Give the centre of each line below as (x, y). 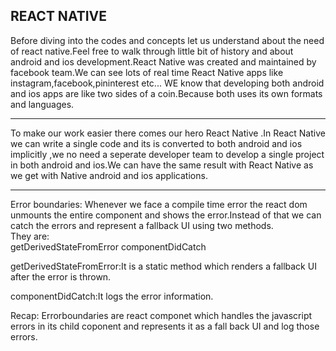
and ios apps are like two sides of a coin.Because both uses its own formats (166, 93)
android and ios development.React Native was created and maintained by (163, 61)
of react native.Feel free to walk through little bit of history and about (152, 51)
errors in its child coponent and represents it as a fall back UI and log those (165, 326)
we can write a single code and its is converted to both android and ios (156, 143)
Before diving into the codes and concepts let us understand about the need (167, 40)
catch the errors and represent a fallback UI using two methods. (142, 225)
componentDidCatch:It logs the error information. (112, 296)
